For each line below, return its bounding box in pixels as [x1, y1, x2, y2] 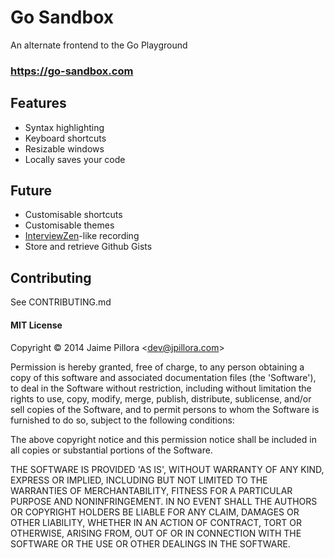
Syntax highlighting [24, 121, 105, 133]
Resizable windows [24, 142, 105, 155]
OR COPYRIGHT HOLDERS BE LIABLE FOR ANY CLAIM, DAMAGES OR [10, 506, 300, 518]
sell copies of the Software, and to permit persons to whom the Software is [10, 403, 320, 415]
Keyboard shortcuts [24, 132, 107, 144]
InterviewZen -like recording [24, 230, 140, 242]
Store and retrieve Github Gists [24, 241, 153, 253]
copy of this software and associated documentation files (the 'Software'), [10, 371, 317, 383]
